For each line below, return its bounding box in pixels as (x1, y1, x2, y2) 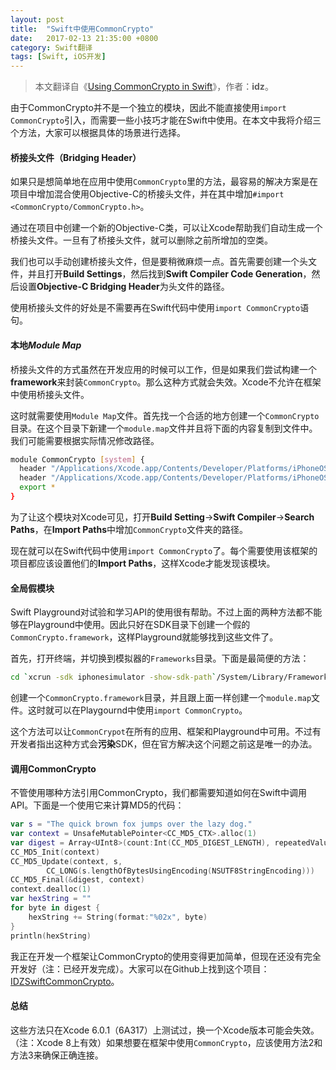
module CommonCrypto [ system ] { (10, 454, 145, 465)
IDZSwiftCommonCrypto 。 (10, 975, 120, 987)
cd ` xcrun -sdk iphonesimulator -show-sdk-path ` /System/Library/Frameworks (10, 672, 333, 683)
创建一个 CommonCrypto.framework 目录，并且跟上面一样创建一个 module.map (10, 691, 312, 703)
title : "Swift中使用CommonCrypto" (10, 24, 154, 34)
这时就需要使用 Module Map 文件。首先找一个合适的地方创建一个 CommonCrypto (10, 409, 320, 421)
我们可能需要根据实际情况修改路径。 (10, 434, 160, 446)
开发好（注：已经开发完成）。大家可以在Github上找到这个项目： (10, 962, 270, 975)
